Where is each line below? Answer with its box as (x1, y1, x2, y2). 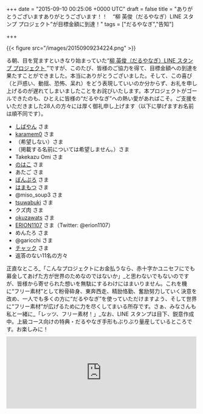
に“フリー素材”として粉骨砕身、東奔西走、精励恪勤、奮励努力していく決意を (6, 288, 198, 294)
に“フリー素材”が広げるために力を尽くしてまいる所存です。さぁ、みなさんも (6, 303, 196, 310)
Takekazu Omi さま (15, 154, 63, 160)
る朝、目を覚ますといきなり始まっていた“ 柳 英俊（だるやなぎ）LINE (6, 57, 176, 64)
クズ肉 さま (15, 206, 44, 214)
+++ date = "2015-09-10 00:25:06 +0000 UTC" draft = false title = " (6, 5, 177, 12)
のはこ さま (15, 161, 44, 168)
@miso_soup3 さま (15, 191, 63, 199)
